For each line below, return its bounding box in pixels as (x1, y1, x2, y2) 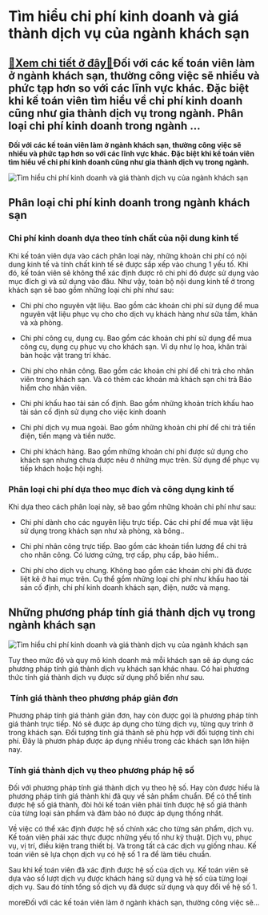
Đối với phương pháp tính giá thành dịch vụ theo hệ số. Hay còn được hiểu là (8, 783, 260, 793)
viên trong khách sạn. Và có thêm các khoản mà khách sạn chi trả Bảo (19, 374, 252, 384)
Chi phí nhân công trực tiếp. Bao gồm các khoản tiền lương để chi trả (19, 541, 247, 551)
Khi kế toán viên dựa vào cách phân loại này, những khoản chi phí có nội (8, 250, 247, 260)
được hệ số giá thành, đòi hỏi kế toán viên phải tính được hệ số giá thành (8, 800, 248, 810)
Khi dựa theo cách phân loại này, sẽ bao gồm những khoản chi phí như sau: (8, 502, 257, 511)
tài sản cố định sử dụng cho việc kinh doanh (19, 407, 166, 417)
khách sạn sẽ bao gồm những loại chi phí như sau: (8, 285, 174, 295)
